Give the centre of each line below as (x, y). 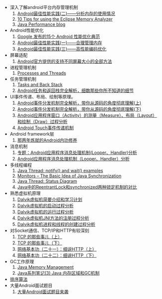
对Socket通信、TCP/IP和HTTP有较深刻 (49, 230)
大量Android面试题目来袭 (43, 292)
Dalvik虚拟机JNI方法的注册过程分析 (53, 218)
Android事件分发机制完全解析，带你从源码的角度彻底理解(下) (79, 109)
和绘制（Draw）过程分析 (42, 121)
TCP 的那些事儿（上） (40, 237)
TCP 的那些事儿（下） (40, 243)
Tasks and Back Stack (40, 84)
